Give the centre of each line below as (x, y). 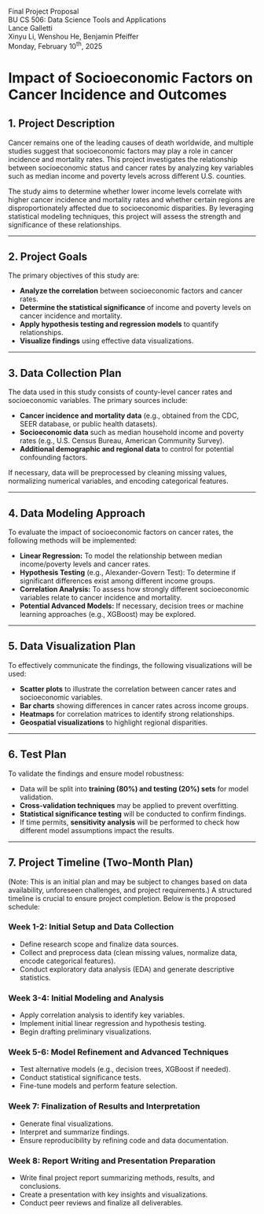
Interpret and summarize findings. (74, 1131)
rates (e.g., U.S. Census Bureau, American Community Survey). (122, 441)
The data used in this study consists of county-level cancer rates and (120, 392)
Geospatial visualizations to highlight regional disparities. (114, 722)
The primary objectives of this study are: (74, 275)
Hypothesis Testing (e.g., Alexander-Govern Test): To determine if (128, 573)
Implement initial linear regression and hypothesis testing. (113, 1024)
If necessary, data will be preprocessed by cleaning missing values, (117, 473)
